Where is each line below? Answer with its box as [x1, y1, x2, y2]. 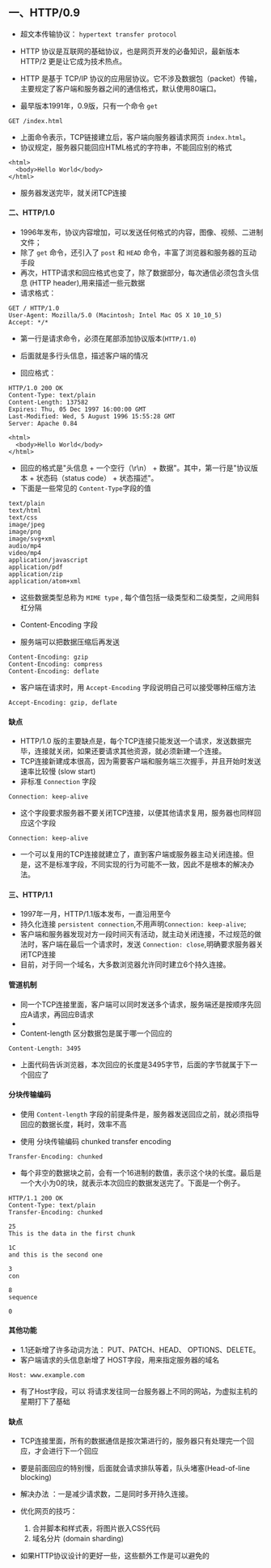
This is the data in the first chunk [8, 1229, 136, 1238]
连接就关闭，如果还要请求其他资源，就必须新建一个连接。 [34, 746, 227, 756]
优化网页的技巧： [19, 1507, 78, 1516]
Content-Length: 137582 [8, 398, 89, 407]
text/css [8, 514, 38, 522]
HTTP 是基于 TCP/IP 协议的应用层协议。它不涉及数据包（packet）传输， [19, 74, 261, 83]
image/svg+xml [8, 535, 57, 543]
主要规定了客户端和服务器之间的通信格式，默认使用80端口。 [19, 83, 221, 93]
